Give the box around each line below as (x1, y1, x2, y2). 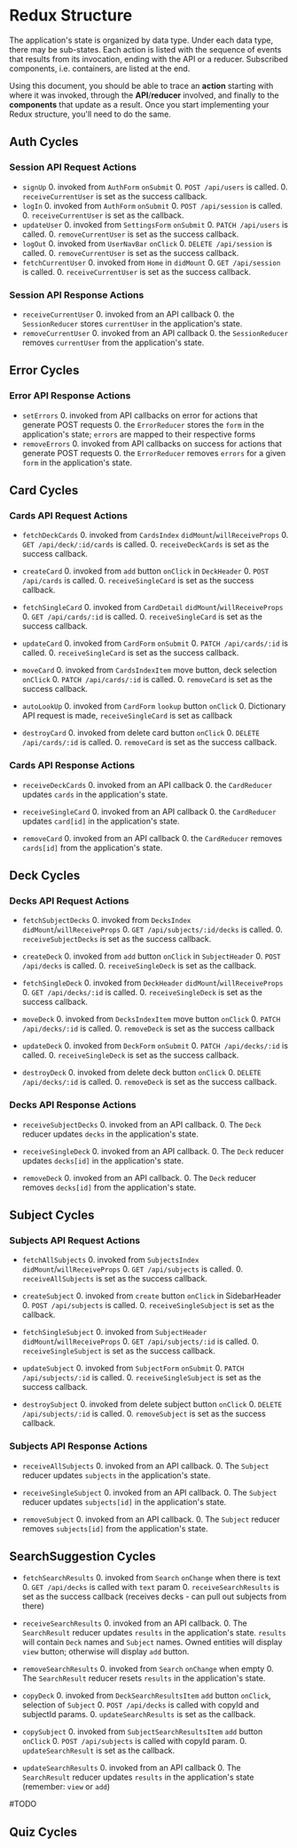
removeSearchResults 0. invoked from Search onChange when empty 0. (21, 1664, 274, 1675)
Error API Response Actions (9, 390, 131, 402)
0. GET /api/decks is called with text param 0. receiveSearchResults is (21, 1582, 280, 1593)
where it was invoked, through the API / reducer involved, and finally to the (9, 90, 279, 100)
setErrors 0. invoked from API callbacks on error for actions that (21, 410, 258, 421)
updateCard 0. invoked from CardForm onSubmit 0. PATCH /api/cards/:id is (21, 638, 288, 649)
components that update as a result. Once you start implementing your (9, 99, 270, 109)
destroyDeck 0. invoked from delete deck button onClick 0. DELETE (21, 1067, 262, 1078)
